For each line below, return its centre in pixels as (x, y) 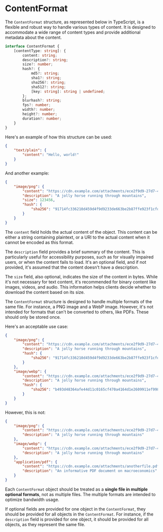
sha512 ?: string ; (49, 87)
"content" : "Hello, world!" (51, 155)
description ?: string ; (45, 60)
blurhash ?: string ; (42, 101)
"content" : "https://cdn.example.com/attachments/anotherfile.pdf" (92, 466)
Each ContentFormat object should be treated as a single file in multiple (76, 489)
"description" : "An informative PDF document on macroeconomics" (90, 471)
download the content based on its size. (45, 292)
